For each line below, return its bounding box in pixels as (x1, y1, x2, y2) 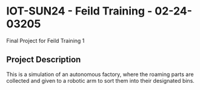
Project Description (6, 54, 81, 65)
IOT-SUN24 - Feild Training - (6, 4, 153, 18)
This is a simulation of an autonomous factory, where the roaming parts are (6, 71, 194, 78)
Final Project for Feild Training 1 (6, 37, 85, 44)
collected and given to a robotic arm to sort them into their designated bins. (6, 77, 195, 84)
